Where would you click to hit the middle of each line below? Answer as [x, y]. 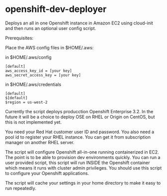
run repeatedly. [21, 188]
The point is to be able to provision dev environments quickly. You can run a [83, 157]
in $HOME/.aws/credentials [33, 84]
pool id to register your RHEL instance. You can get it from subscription [78, 137]
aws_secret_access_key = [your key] [43, 75]
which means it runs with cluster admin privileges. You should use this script [83, 168]
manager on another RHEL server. [40, 142]
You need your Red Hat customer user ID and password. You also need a [80, 132]
